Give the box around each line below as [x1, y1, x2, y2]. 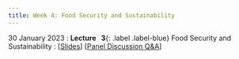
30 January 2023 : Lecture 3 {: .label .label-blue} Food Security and [8, 33, 232, 42]
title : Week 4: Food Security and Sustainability [8, 11, 176, 20]
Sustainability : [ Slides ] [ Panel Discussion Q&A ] [8, 41, 162, 51]
